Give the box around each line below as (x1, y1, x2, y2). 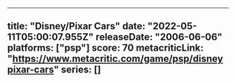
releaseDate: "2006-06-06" (96, 31, 223, 43)
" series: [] (53, 64, 102, 76)
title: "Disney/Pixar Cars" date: (7, 20, 146, 32)
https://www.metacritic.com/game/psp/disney (12, 53, 223, 65)
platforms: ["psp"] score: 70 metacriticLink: (7, 42, 204, 54)
